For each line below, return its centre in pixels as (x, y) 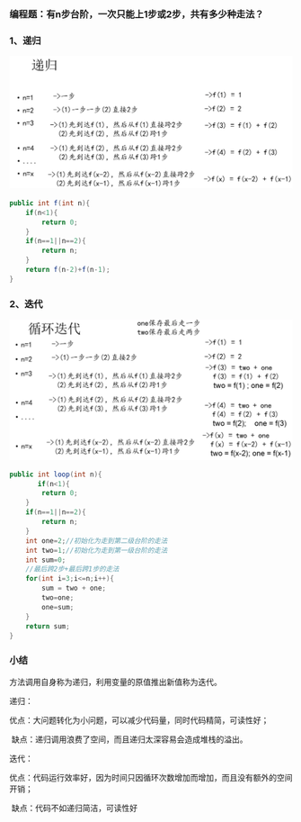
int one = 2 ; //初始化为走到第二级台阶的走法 (97, 541)
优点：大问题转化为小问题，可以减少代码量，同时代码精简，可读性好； (139, 720)
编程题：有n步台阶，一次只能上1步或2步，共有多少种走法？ (137, 14)
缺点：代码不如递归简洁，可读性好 (74, 808)
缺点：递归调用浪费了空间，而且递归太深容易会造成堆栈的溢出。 (129, 739)
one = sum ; (58, 607)
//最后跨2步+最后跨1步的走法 (72, 569)
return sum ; (48, 626)
